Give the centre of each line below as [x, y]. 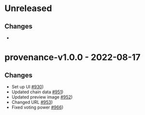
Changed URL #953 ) [32, 102]
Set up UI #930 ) [28, 87]
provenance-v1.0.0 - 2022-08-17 [73, 57]
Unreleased [28, 8]
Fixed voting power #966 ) [37, 107]
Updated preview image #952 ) [42, 97]
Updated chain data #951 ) [37, 92]
